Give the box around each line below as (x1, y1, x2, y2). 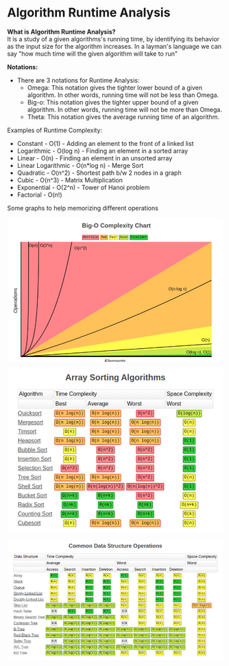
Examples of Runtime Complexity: (7, 126, 103, 134)
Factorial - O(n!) (16, 191, 62, 199)
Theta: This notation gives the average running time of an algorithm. (27, 112, 219, 121)
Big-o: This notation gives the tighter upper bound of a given (27, 98, 199, 106)
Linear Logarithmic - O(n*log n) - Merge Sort (16, 161, 144, 169)
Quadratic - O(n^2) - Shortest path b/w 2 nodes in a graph (16, 169, 182, 177)
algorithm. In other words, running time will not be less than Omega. (27, 91, 219, 99)
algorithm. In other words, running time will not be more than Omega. (27, 105, 223, 114)
